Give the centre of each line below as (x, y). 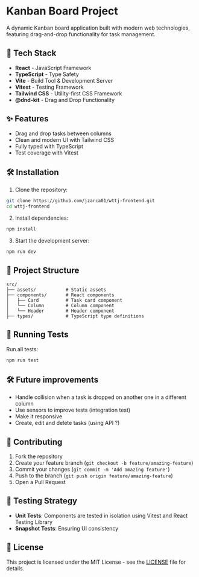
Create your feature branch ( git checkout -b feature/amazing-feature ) (104, 463)
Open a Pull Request (40, 482)
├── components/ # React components (60, 295)
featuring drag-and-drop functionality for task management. (81, 34)
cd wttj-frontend (28, 206)
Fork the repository (39, 456)
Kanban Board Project (62, 11)
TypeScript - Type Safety (47, 74)
